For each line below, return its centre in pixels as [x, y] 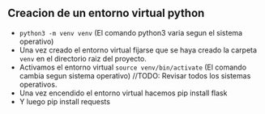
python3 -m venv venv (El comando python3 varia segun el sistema [131, 32]
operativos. [38, 84]
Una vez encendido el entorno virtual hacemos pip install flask [123, 93]
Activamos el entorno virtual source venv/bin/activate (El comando [133, 67]
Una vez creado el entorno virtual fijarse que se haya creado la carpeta [138, 50]
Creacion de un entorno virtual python [106, 13]
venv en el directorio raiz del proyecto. [83, 58]
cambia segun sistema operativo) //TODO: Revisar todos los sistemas [135, 75]
